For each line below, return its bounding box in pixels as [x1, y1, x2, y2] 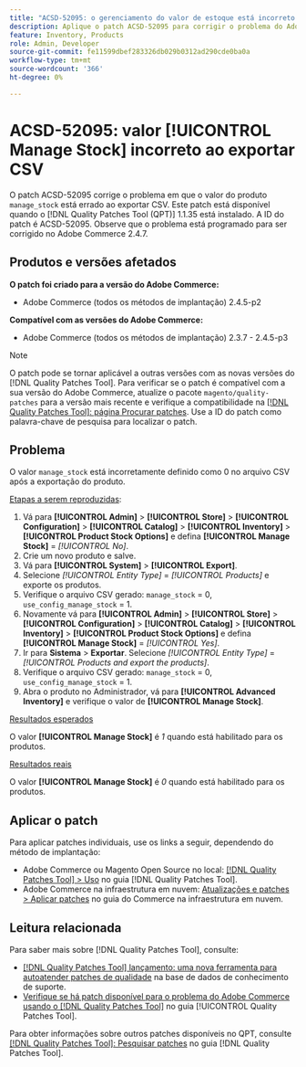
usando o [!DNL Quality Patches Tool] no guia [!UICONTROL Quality [22, 1000, 278, 1011]
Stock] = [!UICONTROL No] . [22, 541, 129, 552]
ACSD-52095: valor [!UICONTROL [9, 120, 271, 141]
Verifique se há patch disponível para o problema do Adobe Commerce [22, 990, 290, 1001]
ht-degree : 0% [9, 73, 64, 82]
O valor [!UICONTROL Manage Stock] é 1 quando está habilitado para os [9, 732, 284, 743]
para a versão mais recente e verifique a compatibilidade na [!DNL [40, 396, 289, 407]
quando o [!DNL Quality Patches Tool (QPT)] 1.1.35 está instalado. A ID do [9, 208, 285, 219]
